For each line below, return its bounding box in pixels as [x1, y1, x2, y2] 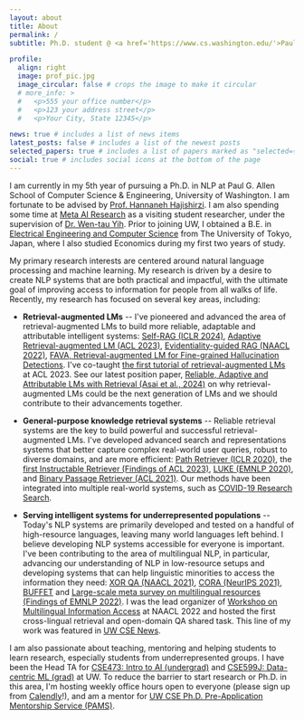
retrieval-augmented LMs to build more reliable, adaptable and [22, 320, 256, 331]
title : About [9, 22, 59, 31]
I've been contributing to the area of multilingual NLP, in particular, [22, 548, 271, 559]
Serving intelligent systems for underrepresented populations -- [22, 509, 271, 520]
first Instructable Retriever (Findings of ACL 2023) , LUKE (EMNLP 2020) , [22, 463, 294, 474]
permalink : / [9, 30, 59, 39]
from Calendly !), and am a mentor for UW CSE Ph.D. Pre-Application [9, 690, 264, 701]
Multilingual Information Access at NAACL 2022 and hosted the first [22, 605, 276, 616]
